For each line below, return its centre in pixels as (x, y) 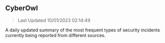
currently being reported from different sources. (55, 35)
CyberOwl (22, 8)
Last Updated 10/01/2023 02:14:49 (54, 20)
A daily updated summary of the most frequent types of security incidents (83, 30)
